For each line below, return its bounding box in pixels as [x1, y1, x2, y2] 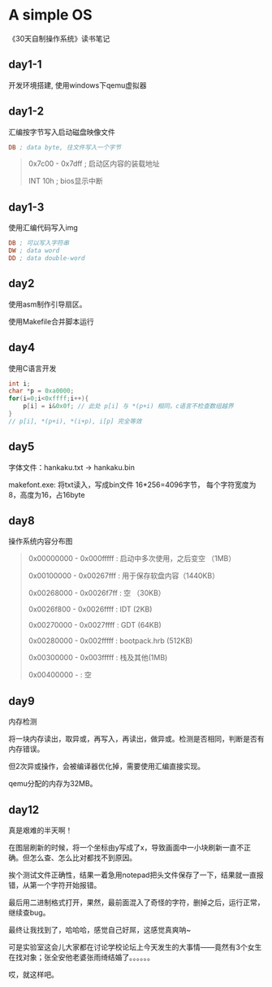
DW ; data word [8, 246, 60, 255]
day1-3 [8, 200, 45, 214]
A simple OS [8, 6, 93, 24]
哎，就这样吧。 [8, 970, 58, 979]
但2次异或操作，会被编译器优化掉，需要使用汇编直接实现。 [8, 762, 205, 772]
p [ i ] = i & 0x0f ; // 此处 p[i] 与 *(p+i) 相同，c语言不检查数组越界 [23, 402, 234, 411]
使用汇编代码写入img [8, 223, 79, 233]
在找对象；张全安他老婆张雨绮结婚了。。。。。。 [8, 953, 154, 962]
